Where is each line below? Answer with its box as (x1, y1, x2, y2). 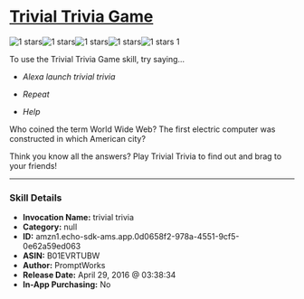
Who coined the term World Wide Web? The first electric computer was (9, 124, 276, 135)
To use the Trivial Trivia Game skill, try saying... (9, 53, 185, 64)
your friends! (9, 160, 57, 171)
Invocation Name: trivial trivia (22, 212, 134, 223)
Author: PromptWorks (22, 260, 106, 271)
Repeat (22, 89, 50, 99)
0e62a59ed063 (22, 241, 81, 252)
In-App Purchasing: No (22, 279, 111, 290)
